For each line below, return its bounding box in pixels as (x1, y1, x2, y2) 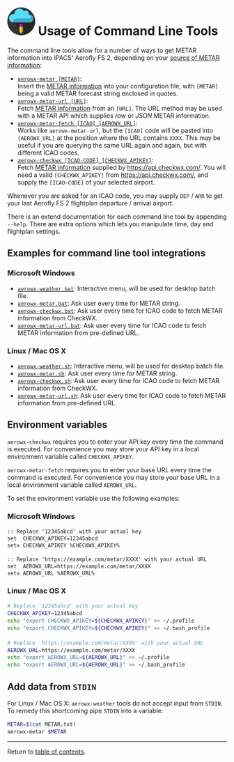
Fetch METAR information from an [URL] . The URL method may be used (17, 104, 223, 112)
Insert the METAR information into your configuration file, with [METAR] (17, 81, 219, 90)
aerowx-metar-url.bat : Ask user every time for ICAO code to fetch (17, 321, 207, 329)
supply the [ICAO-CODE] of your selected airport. (17, 178, 155, 186)
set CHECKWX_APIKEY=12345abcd (7, 535, 98, 543)
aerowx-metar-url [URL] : (17, 96, 88, 104)
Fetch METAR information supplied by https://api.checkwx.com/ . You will (17, 163, 226, 171)
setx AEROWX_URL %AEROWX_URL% (7, 570, 95, 577)
